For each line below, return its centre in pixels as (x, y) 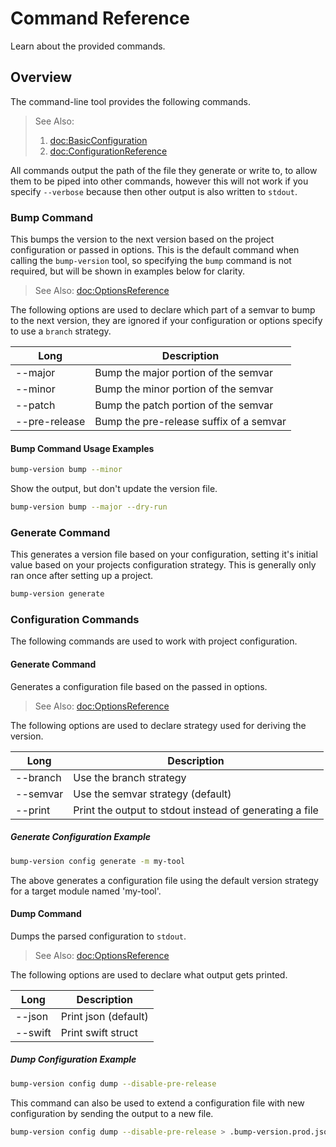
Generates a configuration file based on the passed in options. (139, 686)
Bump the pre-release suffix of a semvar (190, 422)
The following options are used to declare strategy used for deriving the (158, 725)
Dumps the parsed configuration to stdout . (98, 936)
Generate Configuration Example (81, 837)
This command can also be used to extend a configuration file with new (157, 1103)
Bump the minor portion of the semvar (184, 389)
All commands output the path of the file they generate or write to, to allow (164, 170)
